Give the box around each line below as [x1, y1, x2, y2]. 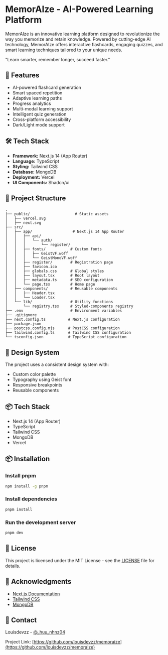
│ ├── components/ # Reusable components [5, 286, 118, 292]
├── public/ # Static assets [5, 212, 109, 217]
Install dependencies [5, 495, 58, 502]
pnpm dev [5, 531, 24, 536]
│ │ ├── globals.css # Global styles [5, 269, 104, 274]
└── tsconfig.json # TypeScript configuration [5, 335, 127, 340]
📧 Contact [5, 616, 37, 624]
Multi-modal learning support [12, 105, 73, 111]
